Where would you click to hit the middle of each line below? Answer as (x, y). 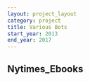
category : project (34, 20)
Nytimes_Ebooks (45, 69)
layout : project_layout (42, 14)
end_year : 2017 (30, 40)
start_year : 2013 (33, 34)
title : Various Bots (38, 27)
